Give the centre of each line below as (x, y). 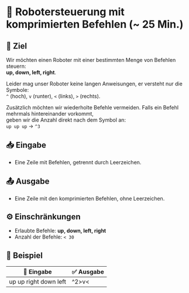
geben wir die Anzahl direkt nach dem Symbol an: (66, 120)
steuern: (16, 66)
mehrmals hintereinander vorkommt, (50, 114)
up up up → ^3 (23, 126)
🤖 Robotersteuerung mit (65, 12)
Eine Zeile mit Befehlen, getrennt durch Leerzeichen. (78, 162)
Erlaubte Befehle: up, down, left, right (60, 231)
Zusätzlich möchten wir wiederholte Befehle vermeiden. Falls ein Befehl (92, 107)
